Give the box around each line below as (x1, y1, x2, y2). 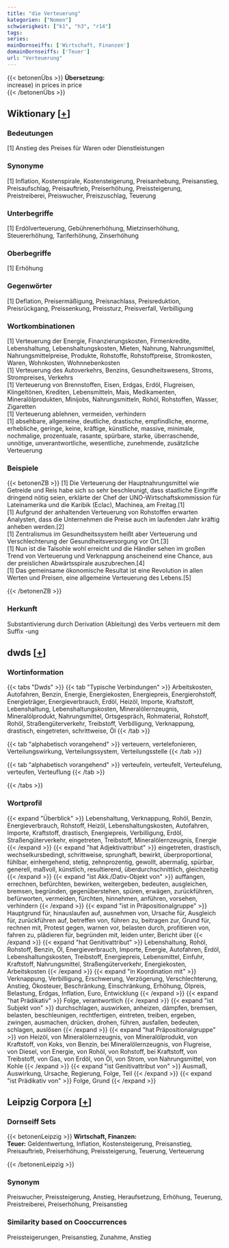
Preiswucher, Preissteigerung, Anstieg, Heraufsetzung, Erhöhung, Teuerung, (7, 1193, 223, 1201)
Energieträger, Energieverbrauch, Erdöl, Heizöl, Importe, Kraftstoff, (7, 698, 195, 706)
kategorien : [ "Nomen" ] (7, 16, 72, 23)
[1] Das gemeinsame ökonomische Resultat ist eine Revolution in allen (7, 567, 203, 575)
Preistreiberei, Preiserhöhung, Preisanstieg (7, 1200, 128, 1208)
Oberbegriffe (7, 248, 51, 258)
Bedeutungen (7, 128, 53, 138)
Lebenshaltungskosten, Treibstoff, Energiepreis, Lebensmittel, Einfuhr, (7, 952, 205, 961)
